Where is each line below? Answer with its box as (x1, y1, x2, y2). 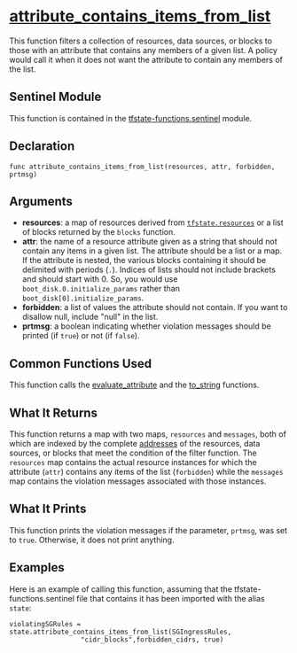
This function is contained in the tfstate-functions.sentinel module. (9, 113, 253, 123)
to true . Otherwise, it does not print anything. (9, 534, 175, 545)
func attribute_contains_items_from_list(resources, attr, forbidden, (9, 162, 276, 171)
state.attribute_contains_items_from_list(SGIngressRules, (9, 627, 232, 636)
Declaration (9, 139, 75, 154)
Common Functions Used (9, 356, 152, 371)
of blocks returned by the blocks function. (21, 227, 176, 237)
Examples (9, 560, 65, 575)
